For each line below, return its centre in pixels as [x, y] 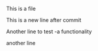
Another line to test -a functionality [49, 31]
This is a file [21, 9]
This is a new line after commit [44, 20]
